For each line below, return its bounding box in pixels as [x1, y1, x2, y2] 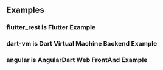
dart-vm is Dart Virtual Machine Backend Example [6, 40, 158, 48]
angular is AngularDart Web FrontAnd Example [6, 56, 148, 65]
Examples [6, 5, 44, 15]
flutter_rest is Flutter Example [6, 23, 96, 32]
